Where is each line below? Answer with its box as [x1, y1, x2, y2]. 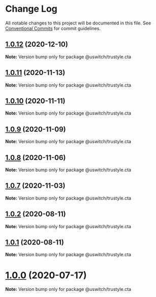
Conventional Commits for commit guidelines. [5, 25, 101, 31]
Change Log [5, 3, 57, 15]
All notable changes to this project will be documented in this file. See [5, 20, 151, 26]
